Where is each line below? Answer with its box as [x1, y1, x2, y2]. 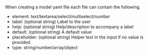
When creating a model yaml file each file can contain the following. [5, 4, 141, 10]
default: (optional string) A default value [12, 29, 92, 35]
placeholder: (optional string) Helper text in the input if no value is [12, 34, 144, 40]
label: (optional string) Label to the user [12, 19, 91, 24]
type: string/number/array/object [12, 45, 78, 50]
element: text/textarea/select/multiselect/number [12, 14, 110, 19]
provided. [12, 39, 32, 45]
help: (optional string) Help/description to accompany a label [12, 24, 134, 30]
